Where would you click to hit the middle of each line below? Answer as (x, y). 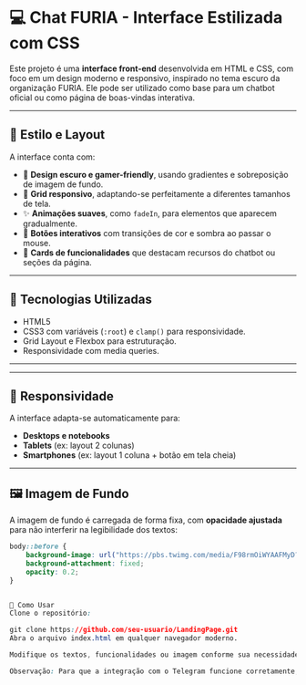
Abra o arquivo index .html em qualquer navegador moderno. (124, 638)
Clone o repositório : (51, 613)
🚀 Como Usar (32, 605)
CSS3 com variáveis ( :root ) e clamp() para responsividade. (134, 331)
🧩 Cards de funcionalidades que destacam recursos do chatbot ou (149, 253)
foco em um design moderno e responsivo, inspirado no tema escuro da (145, 78)
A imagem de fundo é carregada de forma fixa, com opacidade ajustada (146, 520)
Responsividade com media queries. (91, 350)
